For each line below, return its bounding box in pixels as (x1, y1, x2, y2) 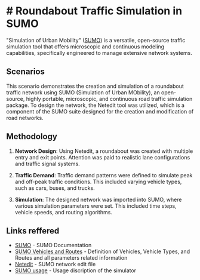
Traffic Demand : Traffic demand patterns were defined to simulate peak (14, 171, 193, 179)
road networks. (6, 114, 44, 121)
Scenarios (6, 67, 45, 77)
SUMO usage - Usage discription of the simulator (14, 267, 136, 274)
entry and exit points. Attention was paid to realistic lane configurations (14, 153, 190, 161)
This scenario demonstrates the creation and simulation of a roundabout (6, 82, 184, 90)
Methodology (6, 131, 58, 141)
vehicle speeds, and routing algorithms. (14, 208, 112, 216)
